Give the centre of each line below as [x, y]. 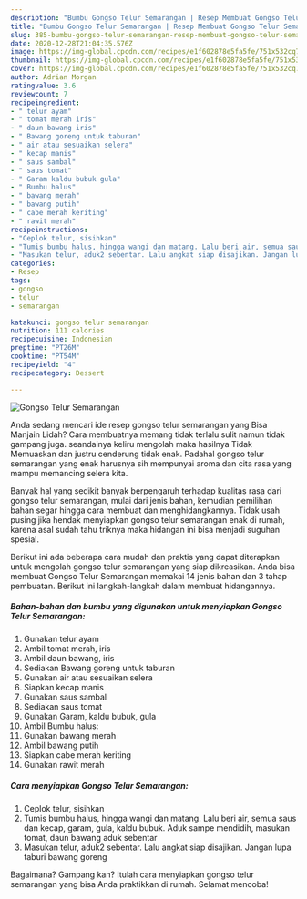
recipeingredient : [45, 102]
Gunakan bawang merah [70, 736]
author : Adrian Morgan [53, 77]
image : [23, 52]
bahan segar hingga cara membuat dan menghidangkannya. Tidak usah [145, 510]
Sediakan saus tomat [63, 707]
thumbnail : [31, 60]
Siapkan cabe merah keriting [77, 755]
